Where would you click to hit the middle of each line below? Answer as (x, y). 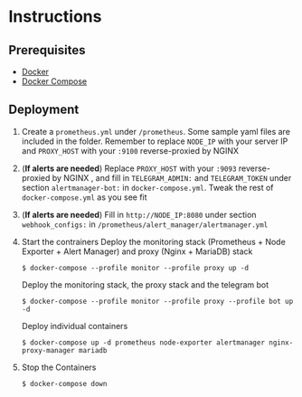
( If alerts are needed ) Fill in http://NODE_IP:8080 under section (139, 214)
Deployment (44, 110)
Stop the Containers (59, 367)
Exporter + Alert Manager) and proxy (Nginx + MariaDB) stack (137, 251)
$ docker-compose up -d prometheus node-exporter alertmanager (143, 342)
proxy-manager (48, 350)
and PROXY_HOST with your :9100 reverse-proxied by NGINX (130, 150)
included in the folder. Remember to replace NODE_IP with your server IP (155, 141)
